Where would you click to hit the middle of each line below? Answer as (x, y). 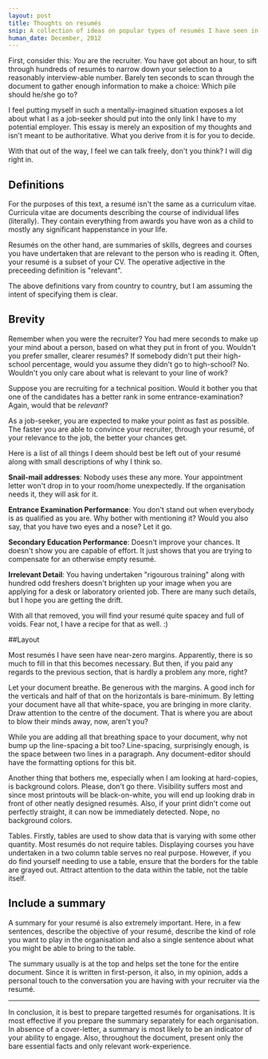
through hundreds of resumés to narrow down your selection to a (116, 70)
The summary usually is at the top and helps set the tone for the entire (124, 963)
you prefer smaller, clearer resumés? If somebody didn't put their (115, 356)
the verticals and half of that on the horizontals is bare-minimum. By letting (131, 695)
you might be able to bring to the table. (72, 948)
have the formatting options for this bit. (73, 762)
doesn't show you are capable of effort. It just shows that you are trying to (130, 550)
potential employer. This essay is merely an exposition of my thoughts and (130, 127)
